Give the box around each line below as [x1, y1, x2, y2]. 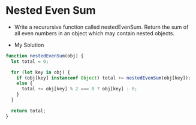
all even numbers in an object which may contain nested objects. [14, 29, 175, 36]
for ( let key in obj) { [11, 69, 70, 75]
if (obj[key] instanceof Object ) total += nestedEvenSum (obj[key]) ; [16, 75, 191, 81]
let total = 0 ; [11, 58, 49, 65]
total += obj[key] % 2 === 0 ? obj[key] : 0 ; [21, 86, 137, 92]
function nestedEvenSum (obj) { [5, 53, 84, 59]
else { [16, 80, 33, 87]
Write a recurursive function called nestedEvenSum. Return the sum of [14, 23, 189, 31]
